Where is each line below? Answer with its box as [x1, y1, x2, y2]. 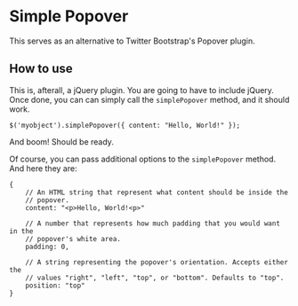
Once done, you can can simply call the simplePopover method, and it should [9, 94, 290, 105]
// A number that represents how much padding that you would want [25, 219, 280, 228]
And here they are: [9, 162, 77, 174]
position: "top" [25, 281, 86, 290]
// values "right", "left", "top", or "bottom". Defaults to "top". [25, 273, 285, 282]
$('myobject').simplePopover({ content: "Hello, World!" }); [9, 121, 241, 129]
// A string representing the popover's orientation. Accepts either [25, 257, 289, 267]
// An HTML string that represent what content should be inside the [25, 188, 289, 197]
